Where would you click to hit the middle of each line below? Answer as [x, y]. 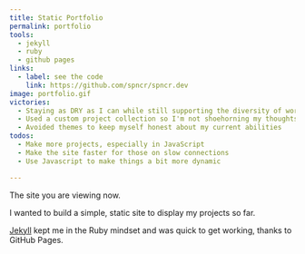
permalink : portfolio [50, 26]
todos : [22, 136]
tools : [22, 34]
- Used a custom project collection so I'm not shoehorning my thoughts [158, 119]
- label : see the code [60, 77]
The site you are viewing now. [65, 195]
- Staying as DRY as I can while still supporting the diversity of [150, 111]
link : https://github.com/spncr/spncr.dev [107, 85]
